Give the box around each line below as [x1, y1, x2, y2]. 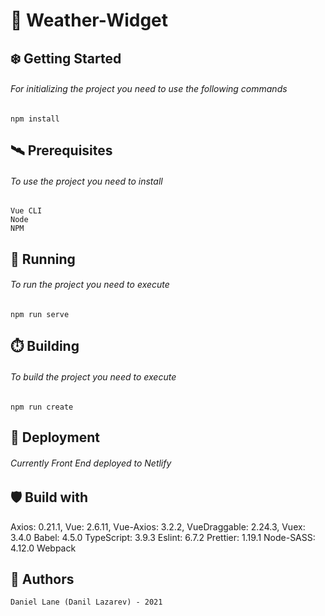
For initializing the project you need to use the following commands [10, 83, 288, 95]
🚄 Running [10, 250, 76, 268]
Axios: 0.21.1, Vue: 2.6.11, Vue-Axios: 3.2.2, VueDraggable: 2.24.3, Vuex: [10, 520, 306, 533]
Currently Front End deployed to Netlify [10, 457, 172, 469]
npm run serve [10, 309, 70, 319]
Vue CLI [10, 206, 43, 216]
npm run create [10, 402, 74, 412]
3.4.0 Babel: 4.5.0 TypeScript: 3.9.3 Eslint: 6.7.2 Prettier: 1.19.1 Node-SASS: [10, 531, 316, 543]
